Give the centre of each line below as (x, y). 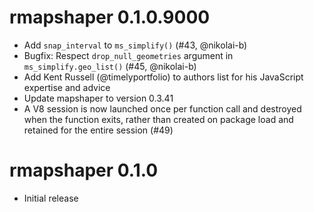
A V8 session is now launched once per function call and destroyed (162, 108)
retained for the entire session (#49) (98, 130)
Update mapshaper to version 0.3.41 (98, 98)
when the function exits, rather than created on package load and (158, 119)
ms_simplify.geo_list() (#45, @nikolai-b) (110, 66)
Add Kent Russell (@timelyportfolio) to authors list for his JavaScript (163, 77)
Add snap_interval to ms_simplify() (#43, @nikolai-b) (135, 45)
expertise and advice (67, 87)
